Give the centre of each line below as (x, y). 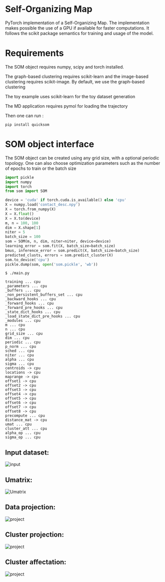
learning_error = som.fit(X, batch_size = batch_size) (60, 246)
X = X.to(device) (23, 218)
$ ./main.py (17, 273)
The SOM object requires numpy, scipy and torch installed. (65, 67)
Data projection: (30, 507)
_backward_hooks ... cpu (31, 299)
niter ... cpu (20, 355)
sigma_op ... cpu (23, 437)
